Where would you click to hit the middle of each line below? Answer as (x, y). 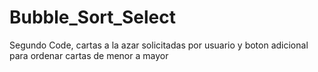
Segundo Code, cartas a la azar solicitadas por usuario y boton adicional (159, 45)
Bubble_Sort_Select (92, 17)
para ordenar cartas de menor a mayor (89, 55)
